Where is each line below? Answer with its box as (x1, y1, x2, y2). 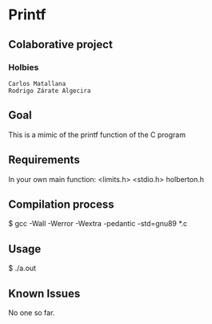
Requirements (8, 153, 80, 167)
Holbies (8, 62, 39, 73)
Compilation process (8, 197, 114, 211)
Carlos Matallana (8, 79, 66, 87)
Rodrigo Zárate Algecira (8, 87, 91, 95)
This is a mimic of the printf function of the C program (8, 130, 186, 140)
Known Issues (8, 286, 81, 300)
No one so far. (8, 307, 55, 318)
